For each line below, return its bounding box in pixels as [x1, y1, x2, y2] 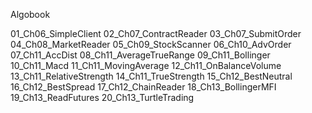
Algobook [10, 9, 51, 20]
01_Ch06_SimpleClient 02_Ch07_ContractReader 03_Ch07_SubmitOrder [10, 28, 302, 39]
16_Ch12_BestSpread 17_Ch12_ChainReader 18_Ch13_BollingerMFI [10, 81, 277, 93]
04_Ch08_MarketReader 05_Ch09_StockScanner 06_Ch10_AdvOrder [10, 39, 292, 50]
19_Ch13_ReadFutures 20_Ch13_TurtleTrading [10, 92, 195, 103]
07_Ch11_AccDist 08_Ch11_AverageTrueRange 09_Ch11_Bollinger [10, 49, 271, 61]
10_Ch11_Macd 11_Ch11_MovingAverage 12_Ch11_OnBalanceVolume [10, 60, 282, 71]
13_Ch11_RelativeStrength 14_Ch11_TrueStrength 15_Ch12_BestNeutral [10, 70, 293, 82]
